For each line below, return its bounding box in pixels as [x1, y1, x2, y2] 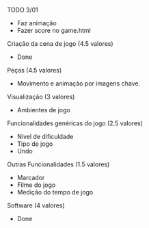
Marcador [16, 174, 45, 181]
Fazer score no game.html [16, 27, 91, 34]
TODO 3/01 [7, 6, 39, 14]
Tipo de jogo [16, 140, 53, 148]
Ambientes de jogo [16, 106, 70, 114]
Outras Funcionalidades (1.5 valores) [7, 160, 110, 168]
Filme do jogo [16, 181, 56, 189]
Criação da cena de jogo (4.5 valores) [7, 40, 114, 47]
